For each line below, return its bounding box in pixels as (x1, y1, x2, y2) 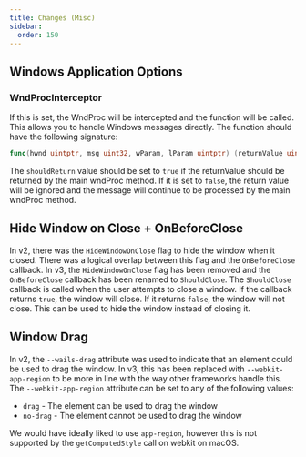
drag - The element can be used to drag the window (22, 400, 219, 411)
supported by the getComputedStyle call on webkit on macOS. (9, 437, 240, 448)
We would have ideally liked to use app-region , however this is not (9, 427, 258, 438)
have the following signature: (9, 131, 118, 142)
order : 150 (17, 30, 59, 39)
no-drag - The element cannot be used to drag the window (22, 410, 243, 421)
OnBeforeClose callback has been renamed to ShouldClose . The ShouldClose (9, 274, 291, 285)
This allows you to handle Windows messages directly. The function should (9, 122, 292, 133)
